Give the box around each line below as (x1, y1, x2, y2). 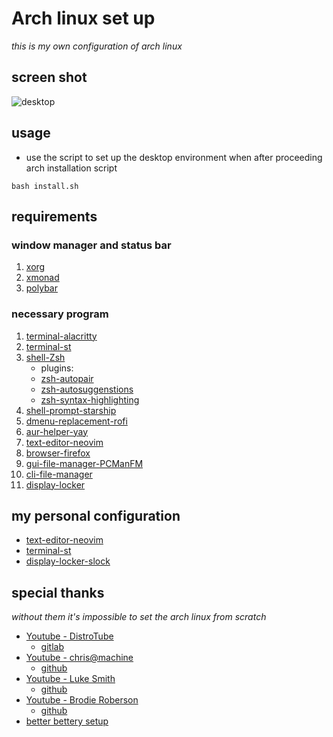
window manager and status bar (11, 238, 172, 252)
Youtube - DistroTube (25, 630, 114, 642)
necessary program (11, 307, 109, 321)
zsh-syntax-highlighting (40, 393, 140, 406)
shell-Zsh (25, 351, 66, 363)
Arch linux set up (11, 7, 156, 30)
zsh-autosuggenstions (40, 383, 134, 395)
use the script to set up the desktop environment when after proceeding (25, 151, 323, 163)
